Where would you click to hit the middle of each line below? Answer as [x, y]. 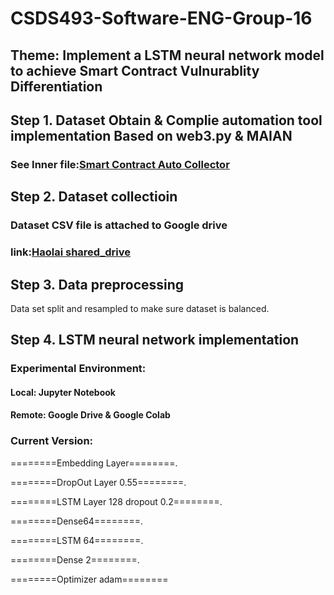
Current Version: [52, 441]
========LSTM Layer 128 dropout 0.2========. [116, 501]
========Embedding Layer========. [94, 463]
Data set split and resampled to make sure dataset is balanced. [140, 308]
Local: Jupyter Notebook [63, 392]
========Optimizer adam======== [89, 579]
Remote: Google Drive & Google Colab [90, 415]
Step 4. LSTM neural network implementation [155, 340]
